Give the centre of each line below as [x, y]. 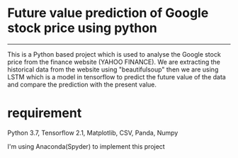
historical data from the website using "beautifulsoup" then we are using [113, 69]
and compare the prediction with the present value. [82, 84]
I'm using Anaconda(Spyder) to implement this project [86, 146]
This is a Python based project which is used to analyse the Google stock [114, 54]
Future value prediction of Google [108, 13]
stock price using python [83, 28]
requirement [45, 113]
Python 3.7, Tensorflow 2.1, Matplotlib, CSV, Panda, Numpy [93, 132]
